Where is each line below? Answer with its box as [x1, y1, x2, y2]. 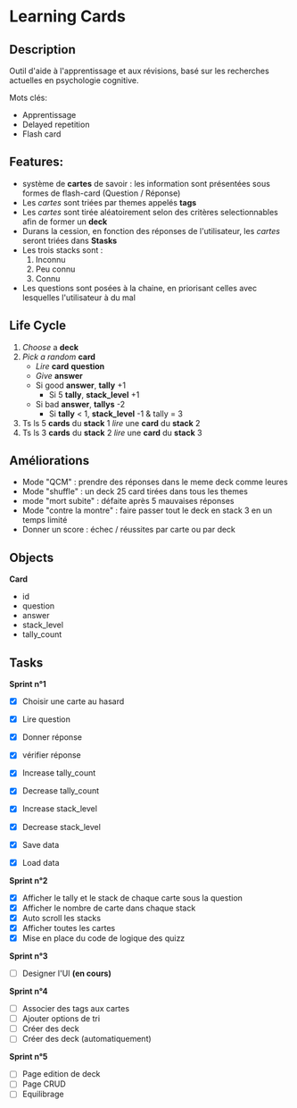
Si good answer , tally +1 [35, 380, 127, 390]
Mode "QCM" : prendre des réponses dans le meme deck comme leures [21, 476, 288, 488]
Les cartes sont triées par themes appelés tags [21, 197, 197, 207]
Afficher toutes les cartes [21, 922, 116, 933]
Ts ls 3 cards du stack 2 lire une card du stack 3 [21, 427, 202, 438]
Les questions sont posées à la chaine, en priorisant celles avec [21, 282, 257, 293]
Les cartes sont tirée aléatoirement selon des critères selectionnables [21, 206, 278, 217]
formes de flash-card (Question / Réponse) [21, 188, 181, 198]
